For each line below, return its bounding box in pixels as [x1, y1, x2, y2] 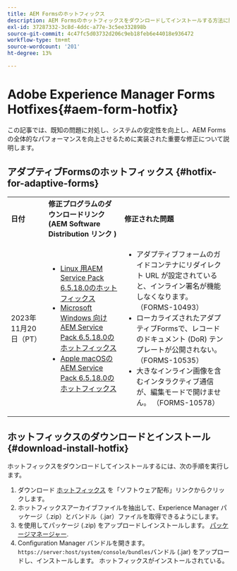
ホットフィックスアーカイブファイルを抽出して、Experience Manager [17, 503, 219, 512]
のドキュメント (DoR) [136, 334, 207, 343]
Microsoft [60, 302, 92, 312]
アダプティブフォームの [136, 249, 214, 259]
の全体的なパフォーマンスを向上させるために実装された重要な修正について [7, 134, 224, 143]
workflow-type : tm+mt [7, 37, 71, 44]
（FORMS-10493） [136, 302, 203, 312]
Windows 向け [60, 312, 108, 322]
